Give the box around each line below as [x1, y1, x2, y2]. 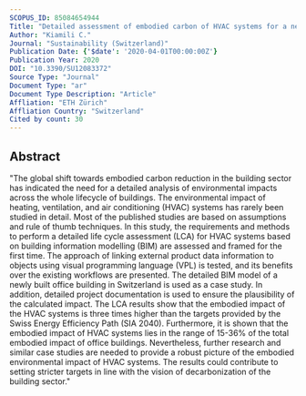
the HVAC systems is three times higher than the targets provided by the [9, 308, 281, 319]
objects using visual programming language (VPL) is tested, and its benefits [9, 259, 293, 270]
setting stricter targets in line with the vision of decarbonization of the [9, 366, 271, 377]
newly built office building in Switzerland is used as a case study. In [9, 279, 263, 289]
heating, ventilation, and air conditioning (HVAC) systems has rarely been [9, 201, 284, 212]
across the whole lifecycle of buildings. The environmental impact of [9, 192, 266, 203]
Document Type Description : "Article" [9, 89, 157, 98]
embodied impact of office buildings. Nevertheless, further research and [9, 337, 281, 348]
